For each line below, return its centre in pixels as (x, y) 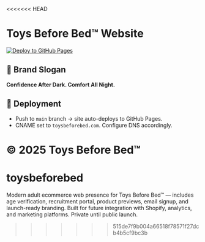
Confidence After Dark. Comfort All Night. (61, 85)
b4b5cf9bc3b (130, 233)
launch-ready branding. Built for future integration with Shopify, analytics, (99, 208)
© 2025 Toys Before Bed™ (73, 150)
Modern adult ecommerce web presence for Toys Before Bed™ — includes (100, 195)
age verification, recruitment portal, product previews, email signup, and (97, 201)
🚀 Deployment (34, 104)
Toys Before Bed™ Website (75, 34)
